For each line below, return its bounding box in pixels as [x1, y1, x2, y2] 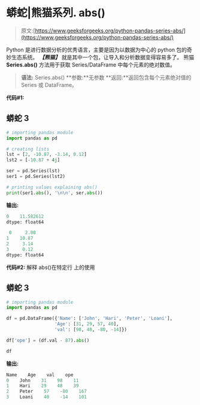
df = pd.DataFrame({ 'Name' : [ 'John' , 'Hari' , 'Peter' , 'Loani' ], [6, 316, 172, 322]
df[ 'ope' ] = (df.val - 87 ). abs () [6, 337, 90, 343]
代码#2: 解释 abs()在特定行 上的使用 [6, 264, 95, 271]
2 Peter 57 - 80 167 [6, 388, 87, 395]
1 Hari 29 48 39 [6, 383, 79, 389]
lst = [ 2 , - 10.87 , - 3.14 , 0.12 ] [6, 152, 87, 158]
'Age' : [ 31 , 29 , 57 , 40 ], [54, 321, 119, 327]
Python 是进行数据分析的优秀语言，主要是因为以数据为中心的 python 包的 [6, 46, 187, 53]
